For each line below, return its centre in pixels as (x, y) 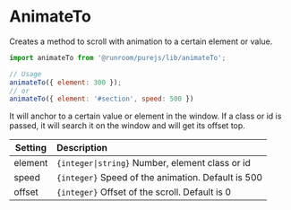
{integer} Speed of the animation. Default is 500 (159, 178)
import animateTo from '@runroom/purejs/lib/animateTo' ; (118, 57)
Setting (31, 148)
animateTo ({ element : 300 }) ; (66, 83)
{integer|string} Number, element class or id (154, 163)
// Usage (26, 74)
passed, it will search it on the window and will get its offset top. (128, 126)
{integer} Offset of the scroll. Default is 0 (144, 192)
